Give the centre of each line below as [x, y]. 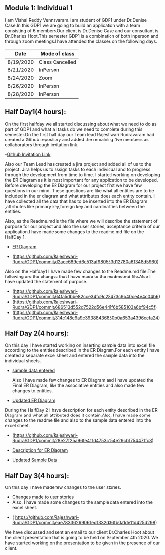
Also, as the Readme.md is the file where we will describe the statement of [81, 221]
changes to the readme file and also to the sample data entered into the [78, 420]
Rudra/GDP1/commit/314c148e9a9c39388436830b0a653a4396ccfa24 [85, 318]
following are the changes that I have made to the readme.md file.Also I [78, 276]
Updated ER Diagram [34, 400]
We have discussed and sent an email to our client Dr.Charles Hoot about [80, 532]
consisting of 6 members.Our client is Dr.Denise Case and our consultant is [82, 31]
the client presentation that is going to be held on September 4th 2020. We [82, 538]
